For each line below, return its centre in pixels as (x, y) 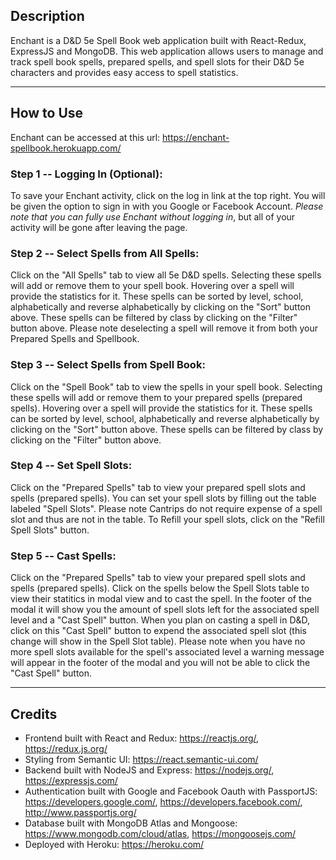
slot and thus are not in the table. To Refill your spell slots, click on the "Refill (167, 519)
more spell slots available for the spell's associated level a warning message (167, 652)
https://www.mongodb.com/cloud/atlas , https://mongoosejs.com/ (160, 833)
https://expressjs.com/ (71, 780)
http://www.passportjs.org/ (80, 812)
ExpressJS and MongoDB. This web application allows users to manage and (167, 51)
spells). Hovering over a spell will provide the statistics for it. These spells (161, 408)
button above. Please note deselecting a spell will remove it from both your (164, 328)
